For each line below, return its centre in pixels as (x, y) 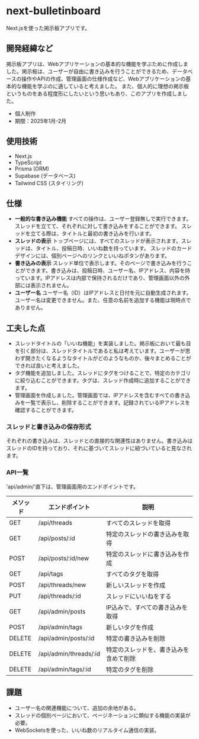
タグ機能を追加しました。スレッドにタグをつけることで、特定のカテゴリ (103, 373)
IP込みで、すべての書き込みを (147, 607)
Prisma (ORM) (32, 168)
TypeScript (28, 162)
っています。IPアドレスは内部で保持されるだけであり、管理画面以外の (99, 278)
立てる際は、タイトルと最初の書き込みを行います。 (93, 234)
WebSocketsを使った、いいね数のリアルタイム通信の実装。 (87, 730)
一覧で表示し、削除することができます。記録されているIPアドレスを (108, 403)
